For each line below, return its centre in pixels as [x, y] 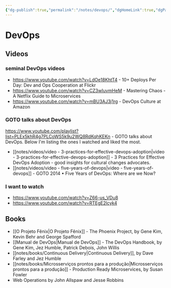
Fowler [20, 274]
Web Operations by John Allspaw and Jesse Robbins [68, 280]
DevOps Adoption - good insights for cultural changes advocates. [81, 162]
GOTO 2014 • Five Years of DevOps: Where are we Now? [96, 173]
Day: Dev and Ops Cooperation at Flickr [54, 85]
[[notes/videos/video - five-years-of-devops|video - [68, 168]
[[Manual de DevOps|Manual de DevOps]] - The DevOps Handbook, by [87, 242]
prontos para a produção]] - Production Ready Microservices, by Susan [88, 269]
